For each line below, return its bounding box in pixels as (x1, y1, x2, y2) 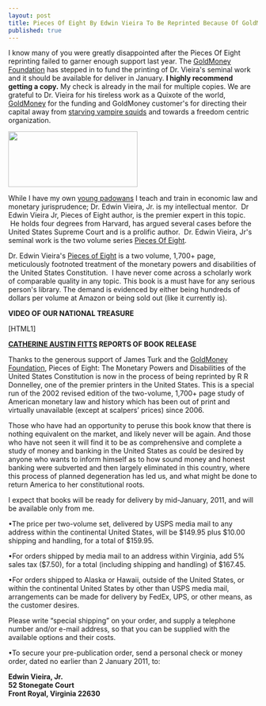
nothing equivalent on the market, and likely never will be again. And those (8, 430, 252, 439)
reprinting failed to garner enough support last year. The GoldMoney (8, 56, 231, 66)
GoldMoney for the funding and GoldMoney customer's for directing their (8, 98, 247, 108)
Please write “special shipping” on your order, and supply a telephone (8, 616, 236, 626)
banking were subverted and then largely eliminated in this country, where (8, 463, 251, 473)
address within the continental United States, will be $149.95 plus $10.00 (8, 527, 245, 537)
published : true (8, 26, 62, 34)
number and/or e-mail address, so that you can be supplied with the (8, 624, 230, 634)
